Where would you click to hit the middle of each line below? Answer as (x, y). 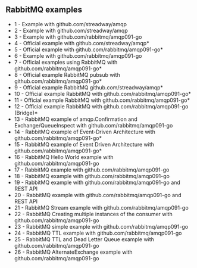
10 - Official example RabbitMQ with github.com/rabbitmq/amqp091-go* (103, 94)
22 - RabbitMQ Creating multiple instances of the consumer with (93, 214)
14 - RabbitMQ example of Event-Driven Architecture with (85, 132)
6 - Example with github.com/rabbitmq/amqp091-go (78, 55)
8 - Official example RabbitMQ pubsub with (67, 74)
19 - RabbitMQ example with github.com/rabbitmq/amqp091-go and (97, 182)
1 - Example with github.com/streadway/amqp (71, 24)
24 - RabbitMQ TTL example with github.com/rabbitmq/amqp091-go (98, 233)
